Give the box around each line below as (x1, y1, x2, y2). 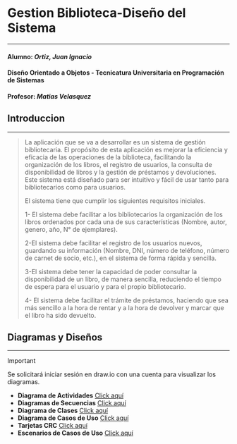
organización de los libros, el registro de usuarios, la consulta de (24, 160, 213, 168)
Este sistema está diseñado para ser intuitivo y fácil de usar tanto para (24, 175, 229, 184)
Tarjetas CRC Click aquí (17, 421, 88, 430)
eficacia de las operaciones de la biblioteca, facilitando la (24, 153, 192, 161)
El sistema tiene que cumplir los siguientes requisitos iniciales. (24, 196, 206, 205)
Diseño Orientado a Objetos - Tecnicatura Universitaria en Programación (7, 68, 224, 77)
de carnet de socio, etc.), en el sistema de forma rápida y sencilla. (24, 254, 217, 262)
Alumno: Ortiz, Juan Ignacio (7, 52, 92, 61)
